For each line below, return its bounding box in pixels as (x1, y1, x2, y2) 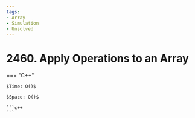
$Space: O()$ (6, 94, 39, 100)
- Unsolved (6, 25, 34, 32)
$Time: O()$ (6, 84, 36, 90)
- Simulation (6, 20, 39, 26)
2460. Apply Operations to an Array (6, 52, 189, 65)
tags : (6, 8, 20, 15)
